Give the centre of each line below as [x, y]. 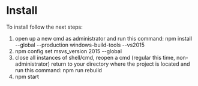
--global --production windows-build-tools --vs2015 [80, 45]
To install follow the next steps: [44, 27]
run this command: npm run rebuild [58, 70]
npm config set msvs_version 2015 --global [68, 51]
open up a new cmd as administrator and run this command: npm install [103, 38]
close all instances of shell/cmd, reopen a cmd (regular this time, [95, 57]
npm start [27, 76]
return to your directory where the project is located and [120, 64]
